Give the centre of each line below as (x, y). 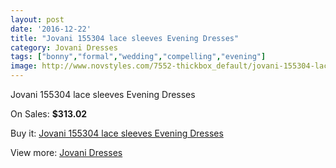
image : (24, 66)
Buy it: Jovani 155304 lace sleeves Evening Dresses (117, 133)
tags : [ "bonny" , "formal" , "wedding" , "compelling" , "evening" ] (138, 57)
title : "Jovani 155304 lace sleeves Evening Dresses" (125, 38)
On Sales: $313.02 (49, 114)
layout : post (37, 19)
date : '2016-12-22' (51, 29)
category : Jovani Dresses (64, 47)
